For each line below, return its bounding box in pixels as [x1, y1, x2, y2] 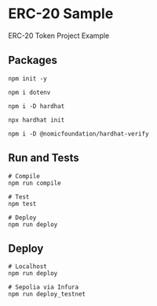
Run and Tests [8, 151, 80, 165]
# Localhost [8, 263, 47, 271]
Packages [8, 54, 57, 67]
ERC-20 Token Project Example [8, 31, 110, 40]
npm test [8, 200, 37, 207]
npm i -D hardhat [8, 102, 65, 110]
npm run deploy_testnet [8, 290, 86, 298]
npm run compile [8, 179, 61, 187]
